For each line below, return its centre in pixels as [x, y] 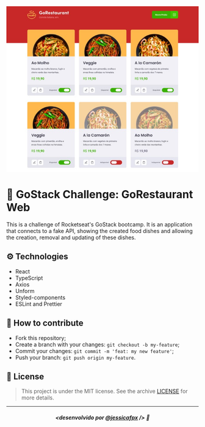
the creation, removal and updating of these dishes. [71, 237]
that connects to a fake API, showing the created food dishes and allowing [100, 231]
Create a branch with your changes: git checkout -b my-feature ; [97, 344]
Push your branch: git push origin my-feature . [75, 357]
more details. [38, 398]
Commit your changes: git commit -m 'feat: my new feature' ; [94, 351]
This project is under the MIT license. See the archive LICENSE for [104, 392]
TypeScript [29, 278]
